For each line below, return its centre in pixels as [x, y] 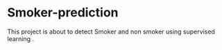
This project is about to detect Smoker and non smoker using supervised [111, 32]
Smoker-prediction [63, 13]
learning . [21, 38]
